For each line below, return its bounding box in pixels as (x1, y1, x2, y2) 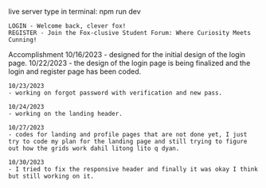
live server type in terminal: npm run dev (8, 7, 141, 16)
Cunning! (8, 36, 37, 44)
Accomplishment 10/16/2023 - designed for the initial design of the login (8, 50, 245, 59)
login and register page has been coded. (8, 67, 142, 76)
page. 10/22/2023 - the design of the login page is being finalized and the (8, 59, 251, 67)
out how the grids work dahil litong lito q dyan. (8, 144, 180, 152)
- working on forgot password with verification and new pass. (8, 89, 223, 97)
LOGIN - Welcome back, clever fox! (8, 22, 127, 30)
